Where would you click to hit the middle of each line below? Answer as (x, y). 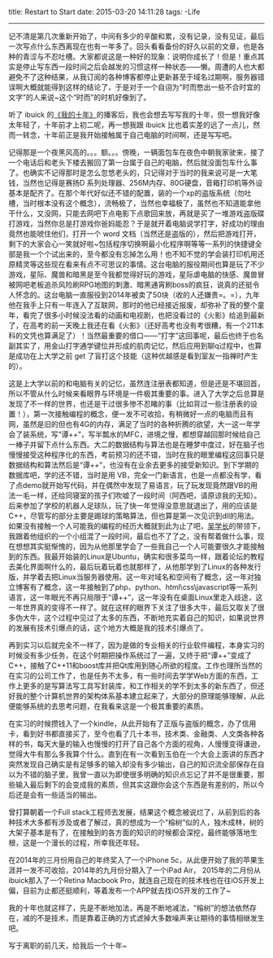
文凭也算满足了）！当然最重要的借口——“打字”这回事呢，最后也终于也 (140, 336)
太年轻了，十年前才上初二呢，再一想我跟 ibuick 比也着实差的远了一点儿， (131, 125)
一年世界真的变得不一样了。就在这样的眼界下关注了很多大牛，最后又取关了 (133, 607)
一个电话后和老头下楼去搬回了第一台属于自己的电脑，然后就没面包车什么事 (133, 163)
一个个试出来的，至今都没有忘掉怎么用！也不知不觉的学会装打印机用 (143, 254)
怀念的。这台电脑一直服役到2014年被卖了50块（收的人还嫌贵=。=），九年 (137, 295)
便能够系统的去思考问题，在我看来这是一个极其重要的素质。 (108, 706)
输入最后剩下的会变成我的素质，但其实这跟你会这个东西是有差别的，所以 (136, 784)
